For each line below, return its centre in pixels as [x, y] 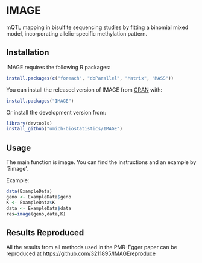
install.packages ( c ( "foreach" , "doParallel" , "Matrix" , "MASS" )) [90, 78]
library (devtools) [29, 123]
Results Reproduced [45, 233]
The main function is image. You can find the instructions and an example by [101, 162]
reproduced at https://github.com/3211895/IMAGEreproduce [81, 253]
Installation [28, 53]
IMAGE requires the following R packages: [58, 67]
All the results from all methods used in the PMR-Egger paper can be [92, 247]
